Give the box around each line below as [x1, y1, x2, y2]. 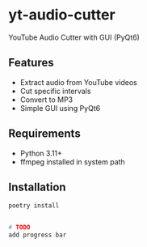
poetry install [8, 202, 60, 210]
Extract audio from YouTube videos [19, 77, 137, 87]
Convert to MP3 [19, 95, 73, 104]
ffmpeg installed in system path [19, 156, 125, 167]
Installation [8, 180, 66, 194]
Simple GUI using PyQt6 [19, 103, 101, 113]
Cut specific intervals [19, 86, 91, 96]
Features [8, 56, 54, 70]
